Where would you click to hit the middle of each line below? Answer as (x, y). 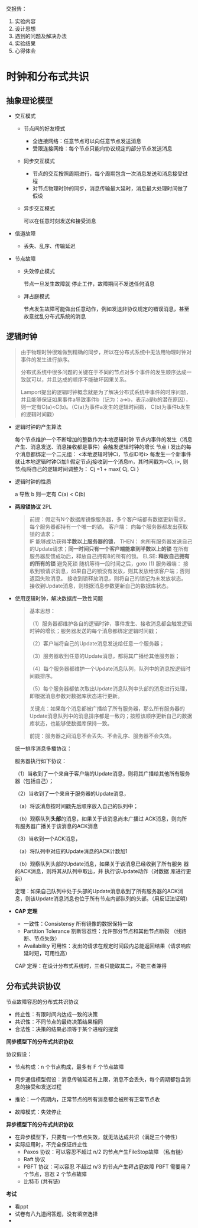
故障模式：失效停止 (38, 1111)
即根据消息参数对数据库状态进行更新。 (76, 696)
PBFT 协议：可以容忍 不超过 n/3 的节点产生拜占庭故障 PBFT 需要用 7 (107, 1166)
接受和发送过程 (43, 1087)
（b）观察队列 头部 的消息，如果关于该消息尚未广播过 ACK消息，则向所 (102, 819)
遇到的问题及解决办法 (40, 36)
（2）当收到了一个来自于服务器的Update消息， (72, 793)
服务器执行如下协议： (40, 761)
